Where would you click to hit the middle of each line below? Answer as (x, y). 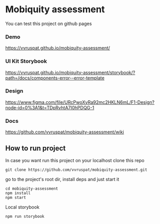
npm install (18, 193)
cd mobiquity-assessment (32, 188)
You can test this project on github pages (49, 24)
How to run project (36, 148)
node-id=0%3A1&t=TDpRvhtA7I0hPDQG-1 (50, 107)
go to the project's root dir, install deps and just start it (62, 179)
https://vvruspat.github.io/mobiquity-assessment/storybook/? (70, 72)
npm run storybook (25, 216)
